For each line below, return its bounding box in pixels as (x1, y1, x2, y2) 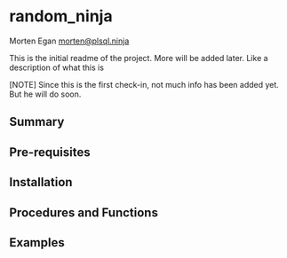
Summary (9, 114, 65, 129)
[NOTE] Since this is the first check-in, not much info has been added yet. (9, 79, 280, 90)
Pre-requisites (9, 145, 91, 160)
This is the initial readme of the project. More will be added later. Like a (9, 52, 268, 63)
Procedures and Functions (9, 205, 158, 220)
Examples (9, 235, 65, 250)
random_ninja (9, 6, 113, 27)
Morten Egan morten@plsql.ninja (9, 35, 130, 46)
